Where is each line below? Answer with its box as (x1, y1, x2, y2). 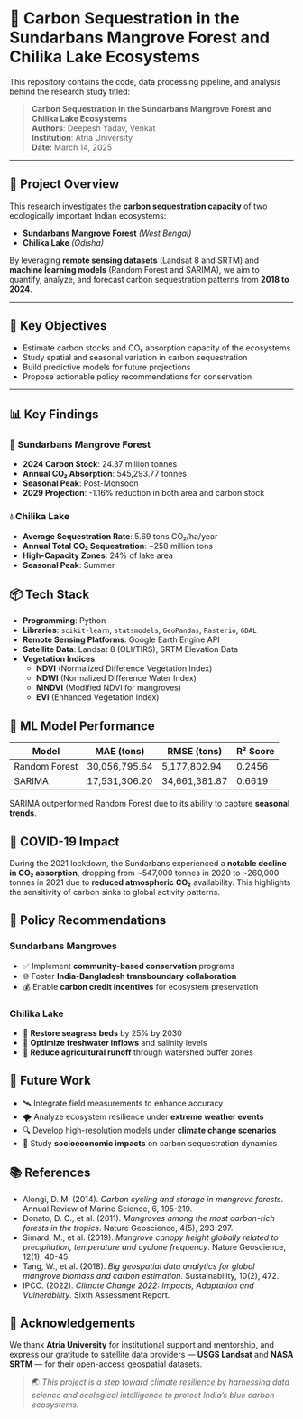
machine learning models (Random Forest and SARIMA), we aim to (9, 264, 260, 275)
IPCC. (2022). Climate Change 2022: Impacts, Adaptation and (22, 1280, 254, 1291)
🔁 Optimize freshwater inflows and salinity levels (22, 1037, 207, 1048)
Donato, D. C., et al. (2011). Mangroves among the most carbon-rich (22, 1212, 275, 1223)
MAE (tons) (94, 745, 145, 758)
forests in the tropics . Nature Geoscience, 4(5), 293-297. (22, 1222, 234, 1233)
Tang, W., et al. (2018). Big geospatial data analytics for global (22, 1260, 255, 1272)
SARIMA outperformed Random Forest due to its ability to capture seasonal (9, 798, 290, 809)
